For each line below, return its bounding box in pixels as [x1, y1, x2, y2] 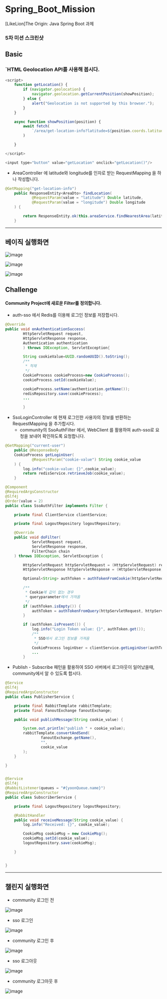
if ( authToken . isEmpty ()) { [23, 603, 81, 609]
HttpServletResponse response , [23, 336, 88, 341]
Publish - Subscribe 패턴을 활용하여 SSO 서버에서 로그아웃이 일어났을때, [12, 664, 155, 670]
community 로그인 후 [12, 938, 54, 944]
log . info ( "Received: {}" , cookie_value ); [23, 822, 110, 827]
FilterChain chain [31, 548, 70, 554]
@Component [5, 485, 28, 490]
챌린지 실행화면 [5, 883, 49, 891]
